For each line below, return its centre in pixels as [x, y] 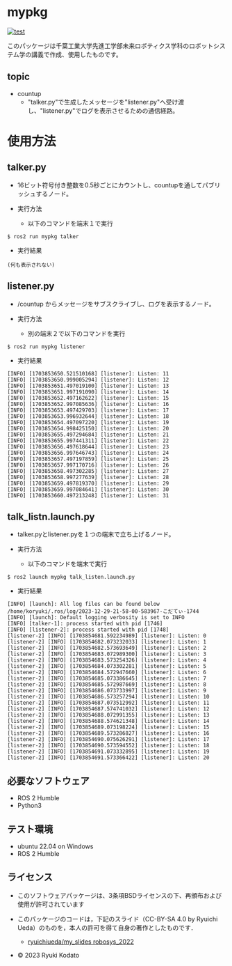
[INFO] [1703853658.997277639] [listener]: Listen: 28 [88, 477]
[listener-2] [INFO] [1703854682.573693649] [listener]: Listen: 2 [107, 648]
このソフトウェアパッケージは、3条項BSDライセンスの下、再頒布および [119, 895]
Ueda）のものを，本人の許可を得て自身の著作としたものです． [107, 928]
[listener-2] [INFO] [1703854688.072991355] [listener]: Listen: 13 [108, 715]
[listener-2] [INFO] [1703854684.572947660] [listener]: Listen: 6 [107, 673]
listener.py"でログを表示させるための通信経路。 [111, 110]
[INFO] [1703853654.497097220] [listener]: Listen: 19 [88, 422]
